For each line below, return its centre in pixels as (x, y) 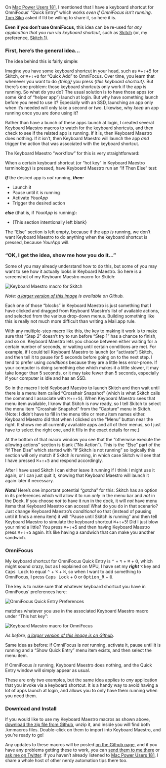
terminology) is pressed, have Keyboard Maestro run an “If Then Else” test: (81, 168)
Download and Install (31, 709)
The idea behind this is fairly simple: (42, 61)
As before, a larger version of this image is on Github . (60, 635)
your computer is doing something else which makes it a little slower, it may (82, 367)
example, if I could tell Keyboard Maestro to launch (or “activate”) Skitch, (79, 352)
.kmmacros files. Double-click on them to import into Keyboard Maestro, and (83, 730)
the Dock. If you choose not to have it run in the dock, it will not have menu (81, 501)
